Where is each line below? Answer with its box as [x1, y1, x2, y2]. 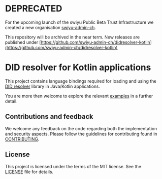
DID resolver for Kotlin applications [5, 62, 151, 73]
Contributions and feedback [5, 112, 94, 121]
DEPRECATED [5, 3, 63, 14]
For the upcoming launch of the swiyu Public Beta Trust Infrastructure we [5, 19, 154, 25]
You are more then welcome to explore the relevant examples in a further [5, 93, 153, 99]
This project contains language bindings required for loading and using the [5, 78, 157, 84]
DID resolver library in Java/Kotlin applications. [5, 83, 100, 89]
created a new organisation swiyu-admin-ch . [5, 24, 96, 30]
